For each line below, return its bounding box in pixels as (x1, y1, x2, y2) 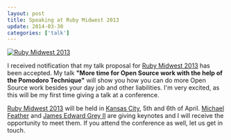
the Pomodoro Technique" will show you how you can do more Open (7, 77, 207, 85)
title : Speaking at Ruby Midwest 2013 (7, 17, 119, 23)
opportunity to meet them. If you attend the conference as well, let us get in (7, 119, 223, 128)
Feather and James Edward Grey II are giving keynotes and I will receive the (7, 112, 224, 120)
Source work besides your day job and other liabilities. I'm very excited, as (7, 83, 220, 92)
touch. (7, 126, 26, 134)
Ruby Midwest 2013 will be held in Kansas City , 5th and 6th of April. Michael (7, 104, 224, 112)
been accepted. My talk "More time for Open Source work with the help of (7, 69, 223, 77)
